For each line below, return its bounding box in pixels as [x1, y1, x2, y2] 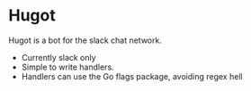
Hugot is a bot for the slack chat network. [8, 35, 163, 45]
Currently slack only [21, 52, 96, 62]
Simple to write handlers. [21, 62, 114, 72]
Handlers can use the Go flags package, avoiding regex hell [21, 70, 244, 81]
